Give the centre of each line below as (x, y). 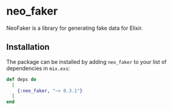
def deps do (21, 79)
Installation (28, 47)
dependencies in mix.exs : (38, 68)
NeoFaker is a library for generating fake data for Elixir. (75, 28)
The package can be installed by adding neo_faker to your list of (86, 61)
